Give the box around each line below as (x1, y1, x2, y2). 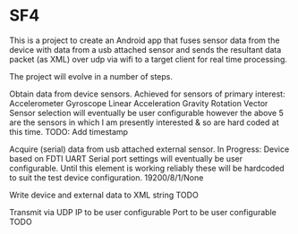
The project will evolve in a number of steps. (9, 71, 173, 81)
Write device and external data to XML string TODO (9, 189, 199, 200)
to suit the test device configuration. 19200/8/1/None (9, 171, 204, 183)
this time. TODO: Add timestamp (9, 126, 128, 137)
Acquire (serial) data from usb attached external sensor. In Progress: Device (9, 144, 290, 155)
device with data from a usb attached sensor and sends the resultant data (9, 44, 282, 54)
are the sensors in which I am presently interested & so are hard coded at (9, 117, 279, 128)
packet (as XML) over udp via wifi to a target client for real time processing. (9, 54, 288, 64)
